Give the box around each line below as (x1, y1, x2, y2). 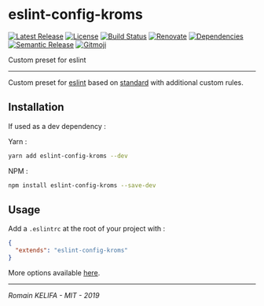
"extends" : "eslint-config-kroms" (15, 246, 128, 255)
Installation (8, 101, 64, 114)
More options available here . (8, 267, 101, 277)
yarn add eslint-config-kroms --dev (8, 152, 128, 160)
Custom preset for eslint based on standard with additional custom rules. (8, 77, 244, 87)
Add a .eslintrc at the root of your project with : (8, 224, 166, 234)
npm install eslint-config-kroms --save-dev (8, 181, 156, 190)
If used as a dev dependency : (8, 121, 106, 131)
